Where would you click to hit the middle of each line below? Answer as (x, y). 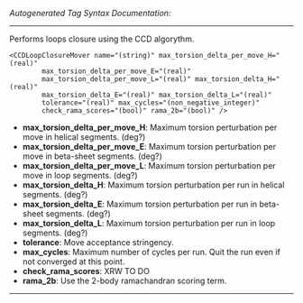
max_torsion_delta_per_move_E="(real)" (117, 71)
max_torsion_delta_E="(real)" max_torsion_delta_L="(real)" (157, 95)
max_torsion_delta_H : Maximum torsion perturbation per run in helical (153, 185)
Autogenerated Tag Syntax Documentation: (90, 13)
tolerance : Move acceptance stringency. (98, 242)
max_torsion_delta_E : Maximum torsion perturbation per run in (140, 204)
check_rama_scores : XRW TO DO (86, 271)
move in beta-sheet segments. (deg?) (92, 156)
